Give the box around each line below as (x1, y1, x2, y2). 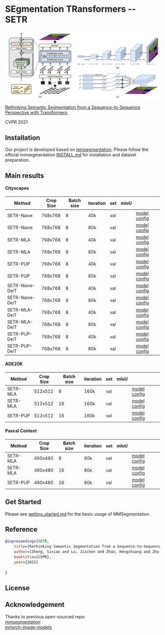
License (5, 584, 30, 592)
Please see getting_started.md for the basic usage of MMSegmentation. (5, 511, 151, 517)
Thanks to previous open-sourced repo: (5, 613, 86, 620)
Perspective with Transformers (5, 110, 68, 115)
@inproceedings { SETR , (5, 539, 50, 544)
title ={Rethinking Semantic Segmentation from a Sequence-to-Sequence (14, 544, 162, 549)
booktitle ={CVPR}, (14, 554, 52, 560)
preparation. (5, 157, 30, 163)
